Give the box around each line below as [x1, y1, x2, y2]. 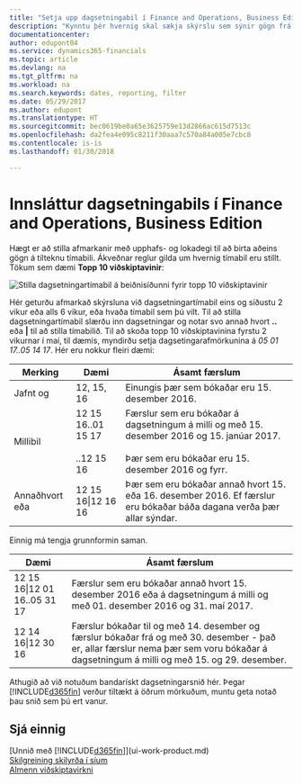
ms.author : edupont [9, 105, 83, 114]
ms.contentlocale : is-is [9, 139, 102, 148]
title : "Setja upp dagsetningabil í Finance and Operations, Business [9, 13, 280, 23]
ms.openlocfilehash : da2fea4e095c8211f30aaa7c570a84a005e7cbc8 [9, 131, 252, 140]
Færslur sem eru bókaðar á [125, 407, 240, 419]
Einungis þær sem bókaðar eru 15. [125, 381, 271, 393]
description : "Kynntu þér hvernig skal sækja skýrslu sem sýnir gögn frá [9, 22, 292, 31]
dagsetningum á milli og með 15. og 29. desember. [71, 653, 288, 666]
